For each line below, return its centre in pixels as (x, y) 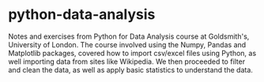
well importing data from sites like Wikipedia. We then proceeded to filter (127, 61)
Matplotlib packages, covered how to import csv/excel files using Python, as (132, 53)
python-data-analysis (82, 15)
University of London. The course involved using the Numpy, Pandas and (127, 44)
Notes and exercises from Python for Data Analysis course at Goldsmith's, (129, 36)
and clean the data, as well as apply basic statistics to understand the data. (130, 69)
